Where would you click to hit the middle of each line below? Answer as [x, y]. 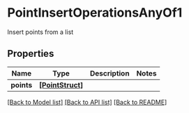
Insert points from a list [40, 32]
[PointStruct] [61, 85]
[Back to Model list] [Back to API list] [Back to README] [87, 102]
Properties [31, 54]
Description [110, 73]
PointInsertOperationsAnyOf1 [95, 13]
